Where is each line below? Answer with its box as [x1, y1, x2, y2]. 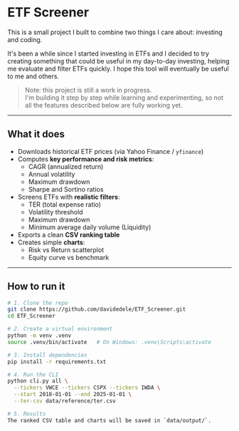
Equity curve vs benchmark [28, 253, 110, 261]
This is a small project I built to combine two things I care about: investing [7, 28, 223, 36]
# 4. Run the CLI [7, 371, 59, 378]
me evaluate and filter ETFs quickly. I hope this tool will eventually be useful [7, 64, 229, 73]
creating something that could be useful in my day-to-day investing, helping [7, 56, 230, 65]
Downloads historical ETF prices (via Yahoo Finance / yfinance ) [17, 147, 204, 155]
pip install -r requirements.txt [7, 358, 107, 365]
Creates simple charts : [17, 238, 85, 246]
